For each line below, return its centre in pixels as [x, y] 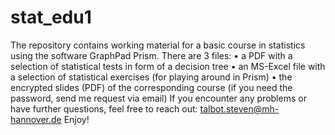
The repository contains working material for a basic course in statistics [158, 45]
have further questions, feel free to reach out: [104, 108]
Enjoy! [76, 119]
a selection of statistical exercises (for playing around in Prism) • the [151, 77]
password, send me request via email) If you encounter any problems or [158, 98]
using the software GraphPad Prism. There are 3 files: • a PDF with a [151, 55]
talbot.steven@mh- [239, 108]
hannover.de [36, 119]
